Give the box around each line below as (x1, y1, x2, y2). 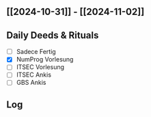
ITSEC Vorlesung (16, 63, 65, 71)
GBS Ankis (16, 79, 46, 87)
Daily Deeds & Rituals (6, 29, 99, 41)
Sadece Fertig (16, 48, 56, 56)
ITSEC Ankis (16, 70, 52, 79)
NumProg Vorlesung (16, 55, 74, 64)
